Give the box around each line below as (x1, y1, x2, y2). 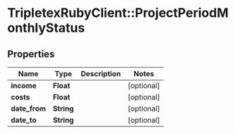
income (11, 81, 37, 90)
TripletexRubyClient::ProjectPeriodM (7, 5, 229, 21)
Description (80, 69, 121, 78)
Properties (7, 48, 55, 60)
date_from (11, 104, 47, 114)
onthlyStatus (7, 20, 85, 36)
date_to (11, 115, 37, 125)
